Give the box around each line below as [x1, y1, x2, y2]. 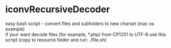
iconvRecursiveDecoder [5, 4, 110, 15]
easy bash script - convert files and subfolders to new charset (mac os [5, 20, 155, 27]
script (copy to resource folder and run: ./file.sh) [5, 37, 107, 43]
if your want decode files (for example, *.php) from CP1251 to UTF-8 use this [5, 31, 166, 37]
